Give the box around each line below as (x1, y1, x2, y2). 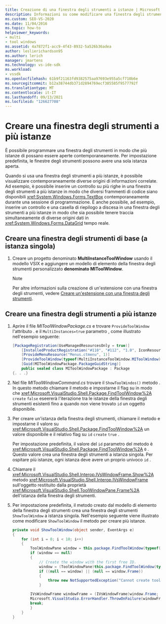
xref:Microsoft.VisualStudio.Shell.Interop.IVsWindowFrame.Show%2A (12, 471, 154, 478)
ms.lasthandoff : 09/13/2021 (5, 95, 63, 99)
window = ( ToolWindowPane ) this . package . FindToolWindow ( (39, 564, 157, 569)
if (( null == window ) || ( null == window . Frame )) (39, 569, 143, 574)
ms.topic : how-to (5, 26, 41, 31)
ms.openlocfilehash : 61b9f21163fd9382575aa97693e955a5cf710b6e (5, 76, 138, 81)
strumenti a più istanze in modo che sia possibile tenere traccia (5, 210, 134, 216)
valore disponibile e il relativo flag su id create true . (12, 431, 120, 437)
